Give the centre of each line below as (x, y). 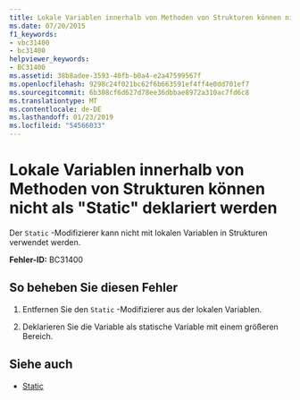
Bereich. (37, 336)
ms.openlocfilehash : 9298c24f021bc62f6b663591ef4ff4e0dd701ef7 (129, 84)
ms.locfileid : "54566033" (57, 126)
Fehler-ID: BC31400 (46, 260)
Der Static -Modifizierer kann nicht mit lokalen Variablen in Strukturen (138, 233)
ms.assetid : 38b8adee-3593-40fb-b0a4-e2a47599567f (105, 76)
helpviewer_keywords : (50, 59)
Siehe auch (41, 365)
